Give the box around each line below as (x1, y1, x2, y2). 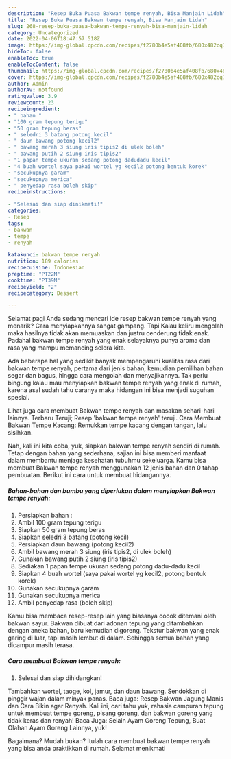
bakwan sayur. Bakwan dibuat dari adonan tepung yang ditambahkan (8, 619, 204, 627)
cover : (8, 73, 27, 81)
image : (8, 42, 27, 49)
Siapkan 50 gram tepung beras (17, 526, 106, 534)
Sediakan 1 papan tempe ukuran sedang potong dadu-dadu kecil (17, 562, 201, 570)
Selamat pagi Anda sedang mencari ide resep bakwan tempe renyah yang (8, 315, 217, 323)
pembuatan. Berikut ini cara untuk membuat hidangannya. (8, 471, 171, 479)
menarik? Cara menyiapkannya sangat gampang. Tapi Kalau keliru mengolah (8, 322, 224, 330)
